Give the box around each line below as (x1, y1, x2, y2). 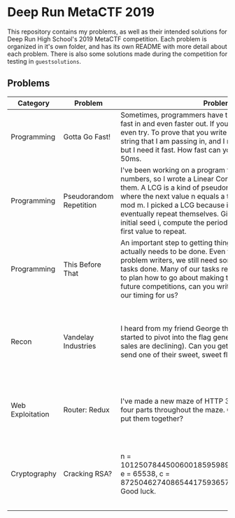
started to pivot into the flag (120, 332, 212, 342)
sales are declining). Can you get (120, 341, 229, 351)
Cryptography (10, 468, 57, 478)
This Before (63, 260, 101, 269)
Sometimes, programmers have (120, 110, 224, 120)
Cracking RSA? (63, 468, 113, 478)
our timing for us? (120, 290, 178, 300)
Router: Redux (63, 405, 110, 414)
